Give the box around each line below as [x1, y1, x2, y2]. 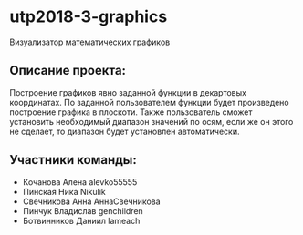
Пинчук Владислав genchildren [22, 205, 143, 216]
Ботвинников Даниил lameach [22, 215, 141, 226]
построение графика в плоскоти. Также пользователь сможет [9, 107, 253, 117]
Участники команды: [9, 152, 137, 168]
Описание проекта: [9, 63, 126, 78]
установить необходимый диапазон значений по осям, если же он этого [9, 116, 294, 127]
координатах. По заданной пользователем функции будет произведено [9, 97, 289, 107]
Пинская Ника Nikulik [22, 186, 107, 197]
